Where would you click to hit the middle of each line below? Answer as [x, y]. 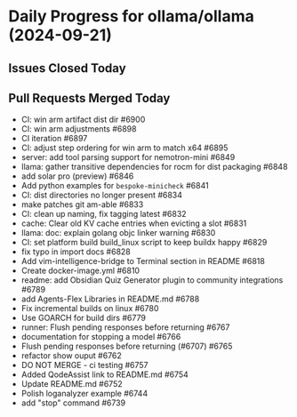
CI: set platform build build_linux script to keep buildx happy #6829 [144, 243]
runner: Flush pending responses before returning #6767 [125, 327]
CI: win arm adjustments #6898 [79, 129]
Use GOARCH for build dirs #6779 [83, 318]
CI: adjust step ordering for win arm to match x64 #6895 [124, 148]
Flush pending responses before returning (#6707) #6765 [127, 346]
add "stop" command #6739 [73, 403]
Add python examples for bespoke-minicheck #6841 [115, 186]
